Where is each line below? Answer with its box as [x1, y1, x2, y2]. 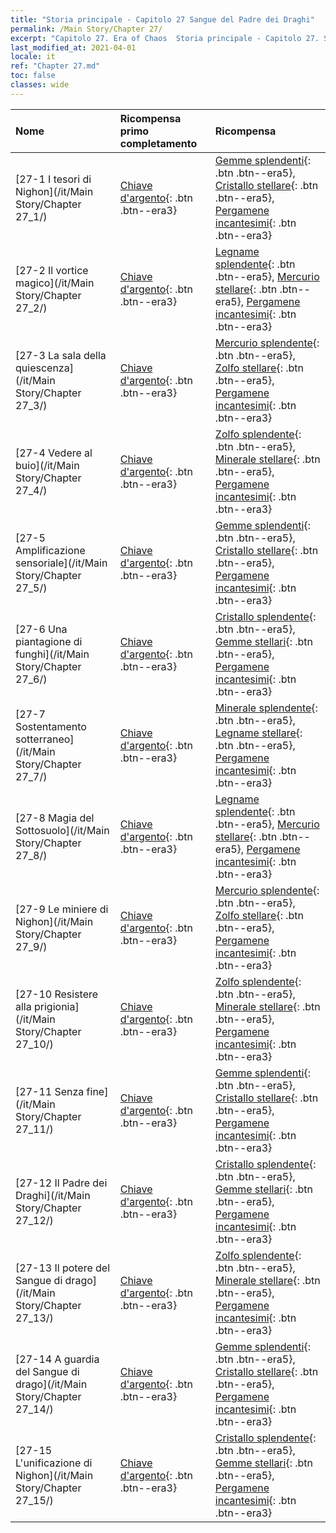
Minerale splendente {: [214, 701, 318, 715]
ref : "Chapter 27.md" [10, 61, 101, 71]
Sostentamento [15, 719, 87, 733]
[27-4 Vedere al [15, 446, 93, 460]
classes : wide [10, 80, 70, 90]
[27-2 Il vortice [15, 263, 89, 277]
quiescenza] [15, 361, 74, 375]
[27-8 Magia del [15, 811, 95, 825]
